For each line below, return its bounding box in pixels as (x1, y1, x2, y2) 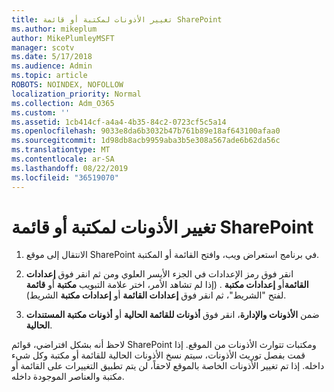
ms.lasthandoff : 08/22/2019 (11, 163, 129, 173)
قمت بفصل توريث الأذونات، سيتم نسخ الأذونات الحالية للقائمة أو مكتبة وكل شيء (11, 349, 306, 361)
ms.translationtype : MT (11, 145, 111, 155)
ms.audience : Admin (11, 61, 93, 71)
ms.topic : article (11, 71, 88, 81)
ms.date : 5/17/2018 (11, 52, 93, 62)
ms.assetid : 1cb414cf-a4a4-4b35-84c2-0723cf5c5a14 (11, 117, 227, 127)
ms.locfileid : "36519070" (11, 172, 119, 183)
